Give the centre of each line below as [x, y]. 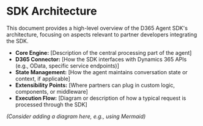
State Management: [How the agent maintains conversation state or [101, 72]
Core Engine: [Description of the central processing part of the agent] [103, 52]
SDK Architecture [52, 11]
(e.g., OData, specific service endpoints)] [67, 66]
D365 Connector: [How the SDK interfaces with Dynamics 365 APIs [101, 59]
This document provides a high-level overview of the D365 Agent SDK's [97, 28]
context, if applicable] [42, 79]
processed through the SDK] [51, 104]
